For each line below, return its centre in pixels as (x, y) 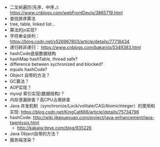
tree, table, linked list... (32, 24)
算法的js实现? (23, 30)
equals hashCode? (28, 69)
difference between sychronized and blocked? (56, 64)
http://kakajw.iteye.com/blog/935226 (54, 128)
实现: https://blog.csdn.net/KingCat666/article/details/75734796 (74, 112)
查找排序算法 (22, 18)
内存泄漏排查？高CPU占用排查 (40, 100)
